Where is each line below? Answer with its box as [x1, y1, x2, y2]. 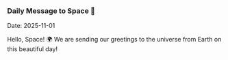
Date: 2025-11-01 [7, 22, 55, 30]
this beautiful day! [7, 45, 58, 53]
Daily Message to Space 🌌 [7, 6, 96, 16]
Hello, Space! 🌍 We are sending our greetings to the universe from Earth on [7, 35, 222, 44]
